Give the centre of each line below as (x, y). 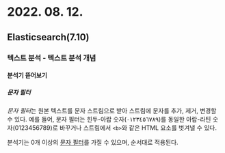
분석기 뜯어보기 (27, 75)
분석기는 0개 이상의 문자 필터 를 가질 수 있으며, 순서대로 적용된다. (93, 142)
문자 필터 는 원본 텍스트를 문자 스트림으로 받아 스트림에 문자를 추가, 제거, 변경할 (112, 111)
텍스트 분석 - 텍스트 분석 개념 (52, 57)
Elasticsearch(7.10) (49, 37)
